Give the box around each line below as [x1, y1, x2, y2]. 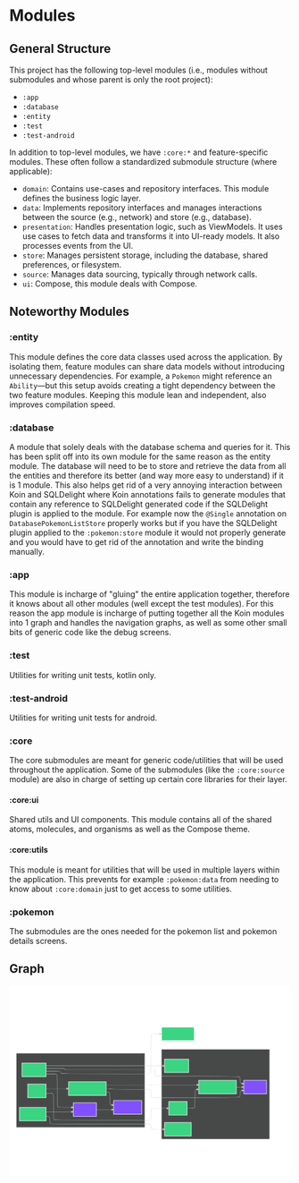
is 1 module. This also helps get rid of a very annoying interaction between [9, 480, 283, 490]
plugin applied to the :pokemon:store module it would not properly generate [9, 527, 287, 538]
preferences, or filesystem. [21, 260, 122, 269]
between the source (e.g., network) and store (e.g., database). [21, 212, 252, 222]
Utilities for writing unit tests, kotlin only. [9, 669, 157, 680]
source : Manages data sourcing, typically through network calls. [21, 269, 258, 279]
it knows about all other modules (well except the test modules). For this [9, 599, 274, 609]
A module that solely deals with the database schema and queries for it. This [9, 441, 291, 452]
